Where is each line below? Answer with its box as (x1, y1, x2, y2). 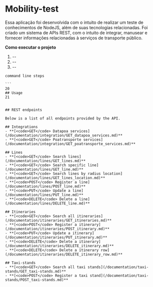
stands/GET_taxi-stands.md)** (5, 269, 67, 274)
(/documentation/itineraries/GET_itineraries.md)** (5, 218, 112, 223)
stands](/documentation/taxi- (87, 265, 149, 270)
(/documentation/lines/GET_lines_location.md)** (5, 175, 105, 180)
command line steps (5, 73, 45, 78)
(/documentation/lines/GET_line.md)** (5, 167, 84, 172)
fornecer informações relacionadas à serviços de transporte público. (5, 35, 143, 41)
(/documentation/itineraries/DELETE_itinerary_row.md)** (5, 252, 123, 257)
